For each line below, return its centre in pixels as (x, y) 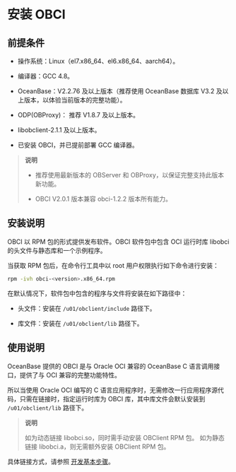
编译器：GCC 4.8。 (46, 76)
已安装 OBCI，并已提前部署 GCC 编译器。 (78, 145)
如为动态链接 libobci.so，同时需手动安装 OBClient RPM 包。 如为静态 (124, 437)
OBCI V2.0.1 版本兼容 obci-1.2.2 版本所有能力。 (103, 199)
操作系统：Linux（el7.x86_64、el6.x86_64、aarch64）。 (98, 61)
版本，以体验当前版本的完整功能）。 (75, 100)
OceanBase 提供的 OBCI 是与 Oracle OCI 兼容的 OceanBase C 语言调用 (111, 366)
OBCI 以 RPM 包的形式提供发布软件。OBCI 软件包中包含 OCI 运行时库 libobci (118, 242)
